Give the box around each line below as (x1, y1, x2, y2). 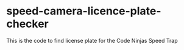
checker (6, 17, 49, 31)
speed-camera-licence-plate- (6, 4, 161, 18)
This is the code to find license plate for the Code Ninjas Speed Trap (6, 37, 178, 44)
